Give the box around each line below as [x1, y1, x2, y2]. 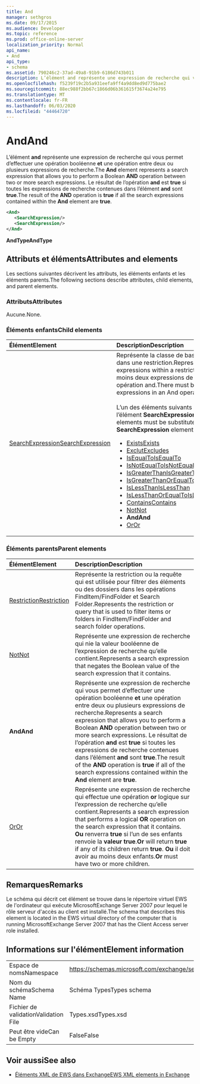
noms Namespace [9, 969, 58, 977]
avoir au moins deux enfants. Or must [74, 852, 179, 860]
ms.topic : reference [6, 31, 58, 37]
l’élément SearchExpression [116, 411, 196, 419]
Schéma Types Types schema [69, 986, 152, 994]
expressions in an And [116, 388, 179, 396]
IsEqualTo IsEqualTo [126, 454, 182, 462]
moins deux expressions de [116, 373, 193, 382]
